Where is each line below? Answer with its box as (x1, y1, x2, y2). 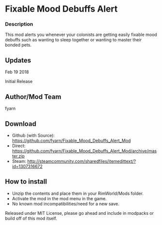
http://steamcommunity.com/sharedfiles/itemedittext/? (27, 158, 136, 164)
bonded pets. (5, 42, 32, 48)
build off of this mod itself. (5, 215, 57, 221)
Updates (5, 56, 31, 64)
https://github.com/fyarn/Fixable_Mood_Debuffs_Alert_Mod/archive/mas (12, 148, 157, 154)
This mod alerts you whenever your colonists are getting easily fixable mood (5, 32, 157, 37)
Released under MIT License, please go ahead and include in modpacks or (5, 210, 154, 216)
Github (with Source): (12, 132, 55, 138)
